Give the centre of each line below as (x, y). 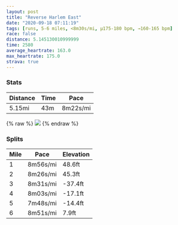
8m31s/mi (42, 184)
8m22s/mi (76, 108)
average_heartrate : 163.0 (38, 51)
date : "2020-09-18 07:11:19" (43, 23)
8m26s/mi (42, 174)
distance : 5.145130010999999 (43, 39)
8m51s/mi (42, 213)
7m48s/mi (42, 204)
